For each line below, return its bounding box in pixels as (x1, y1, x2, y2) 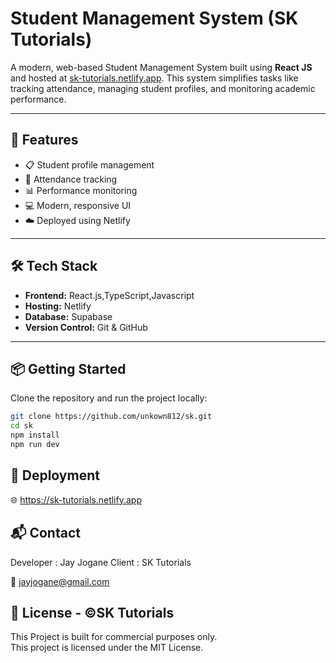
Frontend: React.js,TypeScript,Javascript (24, 289, 195, 301)
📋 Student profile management (24, 158, 155, 171)
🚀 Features (10, 132, 79, 149)
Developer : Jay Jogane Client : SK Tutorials (10, 556, 192, 568)
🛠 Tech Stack (10, 258, 98, 275)
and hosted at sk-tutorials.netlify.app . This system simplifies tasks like (10, 72, 299, 84)
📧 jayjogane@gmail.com (10, 575, 110, 587)
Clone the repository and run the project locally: (10, 392, 208, 404)
